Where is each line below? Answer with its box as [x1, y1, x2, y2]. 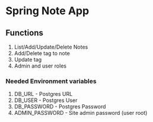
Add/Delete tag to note [14, 50, 71, 57]
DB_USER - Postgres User [14, 97, 78, 104]
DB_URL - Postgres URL [14, 91, 73, 98]
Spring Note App [5, 4, 90, 18]
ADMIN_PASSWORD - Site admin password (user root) [14, 110, 148, 117]
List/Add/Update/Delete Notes [14, 43, 88, 50]
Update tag [14, 56, 42, 63]
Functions [5, 28, 44, 38]
